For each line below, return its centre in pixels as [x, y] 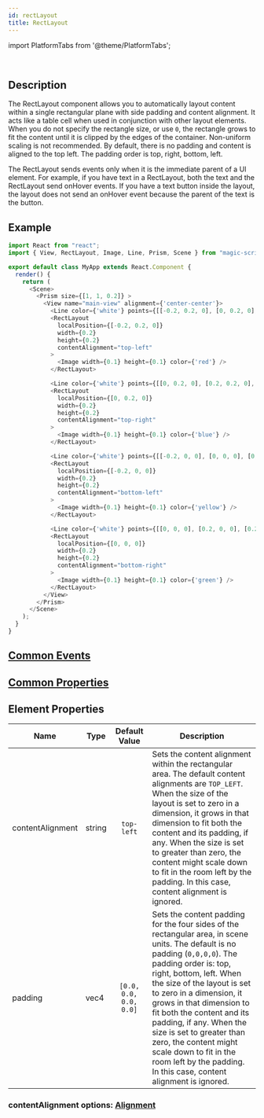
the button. [26, 203]
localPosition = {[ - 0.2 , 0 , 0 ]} [107, 471]
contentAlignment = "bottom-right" [112, 566]
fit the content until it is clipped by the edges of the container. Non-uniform [130, 138]
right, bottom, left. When [197, 973]
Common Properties [59, 682]
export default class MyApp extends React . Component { [100, 267]
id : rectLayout [33, 15]
